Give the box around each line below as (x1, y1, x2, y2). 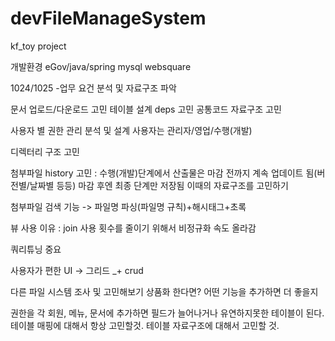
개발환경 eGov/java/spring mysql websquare (10, 60, 192, 72)
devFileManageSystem (10, 7, 207, 30)
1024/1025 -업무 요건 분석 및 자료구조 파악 (10, 82, 177, 94)
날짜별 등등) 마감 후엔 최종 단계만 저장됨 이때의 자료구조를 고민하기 (29, 179, 289, 191)
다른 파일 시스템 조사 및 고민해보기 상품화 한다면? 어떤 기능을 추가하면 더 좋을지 (10, 285, 319, 297)
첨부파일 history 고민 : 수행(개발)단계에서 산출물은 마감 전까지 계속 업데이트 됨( (10, 167, 318, 179)
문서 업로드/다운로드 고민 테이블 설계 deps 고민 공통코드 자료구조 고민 (10, 103, 282, 115)
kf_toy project (10, 40, 67, 52)
